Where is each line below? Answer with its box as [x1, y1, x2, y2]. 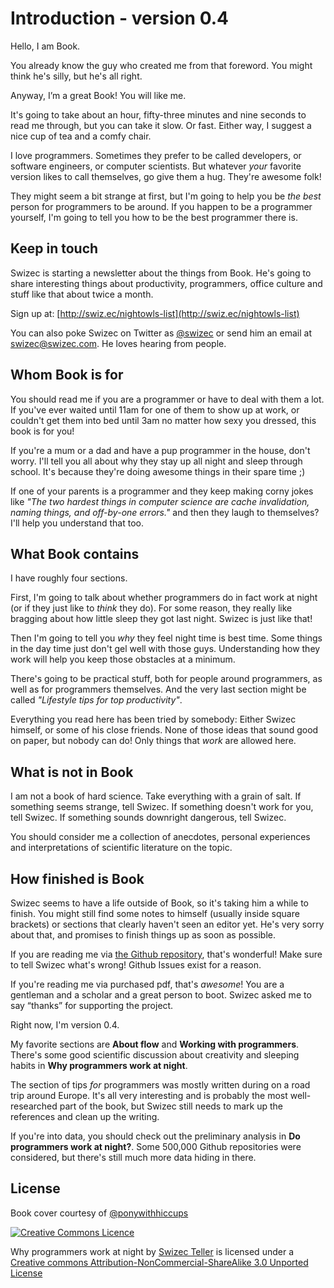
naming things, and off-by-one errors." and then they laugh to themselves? [10, 506, 320, 518]
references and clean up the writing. [10, 1111, 160, 1122]
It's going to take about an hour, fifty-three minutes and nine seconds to [10, 108, 307, 121]
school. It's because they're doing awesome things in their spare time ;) [10, 465, 306, 477]
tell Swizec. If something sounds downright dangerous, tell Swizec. [10, 812, 287, 824]
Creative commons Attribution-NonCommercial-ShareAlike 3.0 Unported [10, 1256, 309, 1268]
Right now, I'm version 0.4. [10, 1019, 120, 1031]
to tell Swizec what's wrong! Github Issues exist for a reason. [10, 959, 262, 971]
